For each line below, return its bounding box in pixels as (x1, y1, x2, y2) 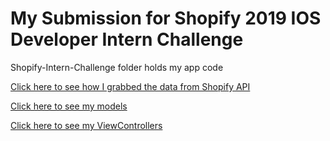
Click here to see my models (10, 100, 128, 112)
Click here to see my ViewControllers (10, 119, 163, 131)
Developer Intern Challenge (10, 28, 244, 51)
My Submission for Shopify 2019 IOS (10, 7, 322, 30)
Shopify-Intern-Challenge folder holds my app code (10, 61, 224, 73)
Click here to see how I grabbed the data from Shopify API (10, 80, 251, 92)
